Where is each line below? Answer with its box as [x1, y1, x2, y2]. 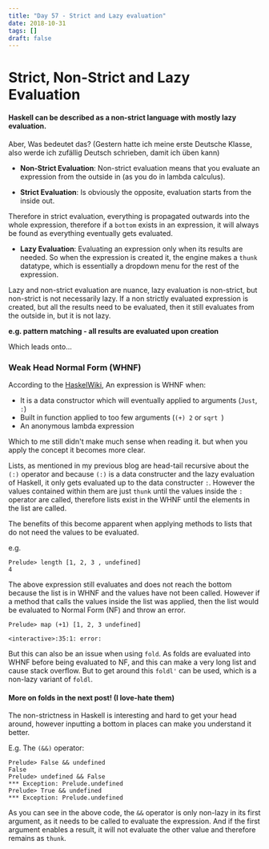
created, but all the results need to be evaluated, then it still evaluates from [8, 302, 255, 311]
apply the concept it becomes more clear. [8, 445, 146, 454]
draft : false [8, 34, 52, 43]
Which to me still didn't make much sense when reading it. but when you [8, 437, 248, 446]
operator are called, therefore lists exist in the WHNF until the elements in [8, 494, 251, 504]
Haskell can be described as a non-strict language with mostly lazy [8, 113, 237, 123]
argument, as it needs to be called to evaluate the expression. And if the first [8, 816, 260, 827]
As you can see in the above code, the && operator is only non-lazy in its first [8, 808, 261, 818]
